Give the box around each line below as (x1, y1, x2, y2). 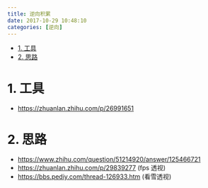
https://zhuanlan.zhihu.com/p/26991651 (17, 104, 134, 113)
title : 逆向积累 (7, 10, 51, 18)
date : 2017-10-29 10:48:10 (7, 17, 87, 24)
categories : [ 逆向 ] (7, 23, 63, 31)
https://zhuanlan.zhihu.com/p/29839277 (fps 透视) (17, 164, 166, 172)
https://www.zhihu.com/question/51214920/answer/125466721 (17, 155, 201, 164)
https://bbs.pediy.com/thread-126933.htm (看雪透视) (17, 172, 172, 181)
